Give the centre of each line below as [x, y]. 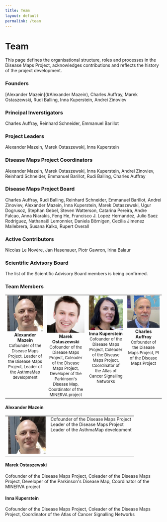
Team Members [24, 287]
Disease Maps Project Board [40, 189]
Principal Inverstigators [34, 112]
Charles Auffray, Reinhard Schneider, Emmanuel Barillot [62, 123]
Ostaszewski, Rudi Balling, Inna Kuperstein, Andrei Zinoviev [66, 100]
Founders [17, 84]
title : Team [17, 10]
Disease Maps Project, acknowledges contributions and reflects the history [82, 65]
